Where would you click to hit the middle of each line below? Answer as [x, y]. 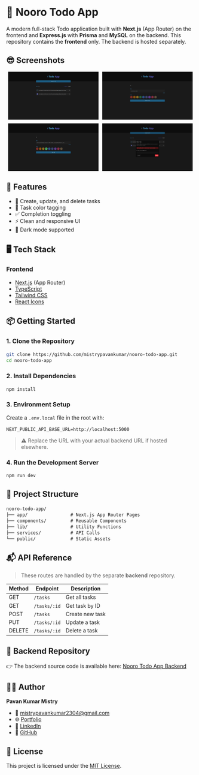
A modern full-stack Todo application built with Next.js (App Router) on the [99, 29]
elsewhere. [34, 447]
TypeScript [28, 289]
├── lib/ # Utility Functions [64, 527]
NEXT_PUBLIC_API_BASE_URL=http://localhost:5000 [68, 429]
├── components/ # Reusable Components [67, 521]
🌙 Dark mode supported [45, 230]
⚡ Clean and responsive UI [48, 221]
